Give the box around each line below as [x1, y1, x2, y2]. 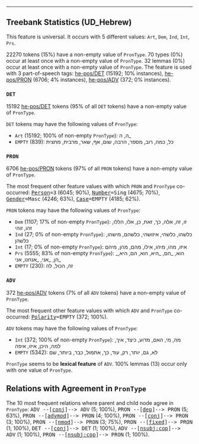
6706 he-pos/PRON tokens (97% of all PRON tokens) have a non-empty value [6, 165, 192, 172]
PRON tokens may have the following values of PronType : [6, 207, 141, 214]
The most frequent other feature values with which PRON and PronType [6, 183, 176, 190]
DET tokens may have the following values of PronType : [6, 121, 138, 128]
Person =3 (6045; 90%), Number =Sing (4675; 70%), [31, 189, 160, 196]
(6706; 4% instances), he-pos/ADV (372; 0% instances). [33, 76, 172, 83]
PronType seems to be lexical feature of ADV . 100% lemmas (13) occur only [6, 360, 188, 367]
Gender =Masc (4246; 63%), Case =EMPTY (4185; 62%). [6, 195, 141, 202]
